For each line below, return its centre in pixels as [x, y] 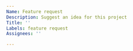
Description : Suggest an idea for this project [67, 17]
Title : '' [19, 23]
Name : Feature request [34, 12]
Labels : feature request [37, 28]
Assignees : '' [24, 34]
